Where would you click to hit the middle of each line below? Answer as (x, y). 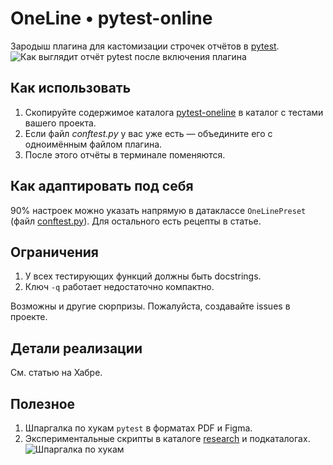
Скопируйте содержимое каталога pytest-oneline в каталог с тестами (174, 112)
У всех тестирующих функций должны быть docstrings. (143, 276)
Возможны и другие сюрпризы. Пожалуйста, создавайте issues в (150, 306)
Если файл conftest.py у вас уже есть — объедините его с (148, 133)
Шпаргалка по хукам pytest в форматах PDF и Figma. (138, 428)
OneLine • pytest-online (111, 18)
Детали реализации (76, 348)
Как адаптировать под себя (102, 186)
